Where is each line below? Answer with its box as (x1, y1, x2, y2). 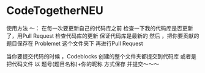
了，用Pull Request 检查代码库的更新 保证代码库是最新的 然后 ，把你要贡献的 (6, 32, 199, 40)
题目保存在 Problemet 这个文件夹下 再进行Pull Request (6, 40, 144, 47)
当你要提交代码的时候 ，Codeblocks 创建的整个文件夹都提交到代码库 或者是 (6, 52, 197, 60)
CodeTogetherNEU (6, 4, 104, 18)
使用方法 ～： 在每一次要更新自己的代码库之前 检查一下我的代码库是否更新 (6, 24, 193, 32)
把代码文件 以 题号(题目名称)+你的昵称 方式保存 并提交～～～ (6, 60, 160, 68)
